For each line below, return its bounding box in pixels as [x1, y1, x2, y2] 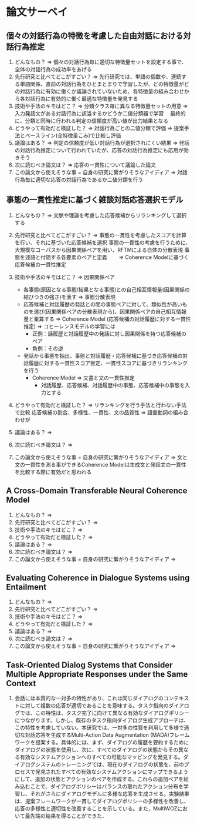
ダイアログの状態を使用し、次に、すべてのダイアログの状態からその [14, 746, 179, 753]
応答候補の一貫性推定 [14, 261, 66, 268]
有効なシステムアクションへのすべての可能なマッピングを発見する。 [19, 754, 184, 761]
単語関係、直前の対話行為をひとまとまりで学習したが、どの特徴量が [19, 81, 185, 87]
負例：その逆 [32, 345, 63, 352]
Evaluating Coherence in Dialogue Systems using [6, 573, 190, 583]
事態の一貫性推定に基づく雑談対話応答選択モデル [6, 195, 184, 205]
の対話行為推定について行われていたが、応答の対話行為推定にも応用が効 [14, 147, 189, 154]
